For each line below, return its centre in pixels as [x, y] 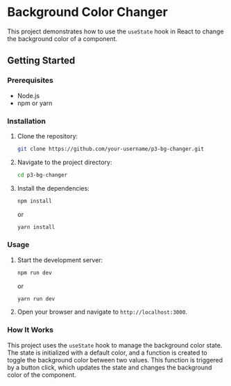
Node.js [28, 95]
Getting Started [41, 61]
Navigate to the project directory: [65, 162]
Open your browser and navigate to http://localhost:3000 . [102, 312]
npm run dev [34, 273]
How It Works [31, 330]
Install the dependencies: [53, 188]
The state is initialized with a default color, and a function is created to [107, 353]
